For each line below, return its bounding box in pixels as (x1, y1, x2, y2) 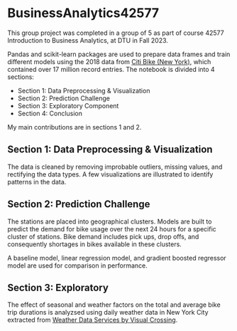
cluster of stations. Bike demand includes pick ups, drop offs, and (7, 232, 199, 241)
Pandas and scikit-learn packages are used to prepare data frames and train (7, 50, 231, 58)
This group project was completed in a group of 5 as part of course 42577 (7, 28, 225, 37)
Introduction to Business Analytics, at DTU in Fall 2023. (7, 36, 169, 44)
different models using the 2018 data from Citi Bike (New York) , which (7, 57, 211, 65)
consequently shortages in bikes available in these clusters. (7, 240, 182, 248)
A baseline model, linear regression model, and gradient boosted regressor (7, 253, 227, 262)
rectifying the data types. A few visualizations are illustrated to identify (7, 169, 214, 179)
